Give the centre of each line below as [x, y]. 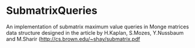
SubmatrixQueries [52, 11]
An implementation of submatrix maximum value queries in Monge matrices [97, 27]
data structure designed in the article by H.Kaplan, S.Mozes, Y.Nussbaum [95, 32]
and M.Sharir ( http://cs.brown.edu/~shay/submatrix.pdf [73, 39]
